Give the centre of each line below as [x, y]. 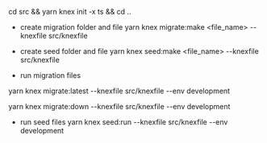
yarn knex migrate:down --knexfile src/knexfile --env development [119, 106]
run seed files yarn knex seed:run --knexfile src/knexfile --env [124, 122]
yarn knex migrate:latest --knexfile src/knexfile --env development [119, 91]
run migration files [50, 75]
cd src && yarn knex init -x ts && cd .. [70, 12]
